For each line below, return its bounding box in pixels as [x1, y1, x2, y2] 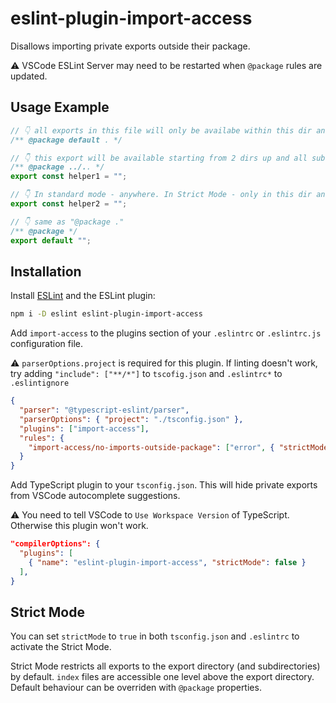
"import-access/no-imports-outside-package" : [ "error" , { [28, 442, 275, 452]
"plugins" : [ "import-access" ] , [19, 423, 150, 434]
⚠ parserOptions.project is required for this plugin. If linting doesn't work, [10, 357, 318, 369]
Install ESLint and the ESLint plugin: [10, 290, 156, 302]
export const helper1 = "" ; [10, 172, 128, 182]
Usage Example [10, 99, 110, 116]
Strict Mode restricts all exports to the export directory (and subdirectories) [10, 660, 321, 672]
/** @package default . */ [10, 135, 123, 145]
